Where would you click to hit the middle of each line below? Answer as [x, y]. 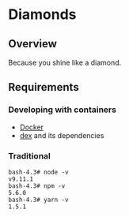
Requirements [44, 87]
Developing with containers [63, 110]
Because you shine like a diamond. [65, 62]
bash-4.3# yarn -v [38, 200]
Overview [33, 44]
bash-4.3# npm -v [37, 186]
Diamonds [42, 15]
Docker [32, 127]
